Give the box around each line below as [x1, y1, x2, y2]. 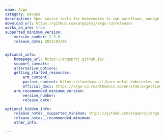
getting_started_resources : [14, 70, 71, 75]
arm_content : [23, 75, 50, 80]
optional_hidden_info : [5, 106, 52, 112]
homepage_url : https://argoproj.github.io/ [14, 57, 105, 62]
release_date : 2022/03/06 [14, 39, 67, 44]
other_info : [14, 120, 38, 125]
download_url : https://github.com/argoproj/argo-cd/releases [5, 21, 133, 26]
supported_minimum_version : [5, 30, 63, 35]
